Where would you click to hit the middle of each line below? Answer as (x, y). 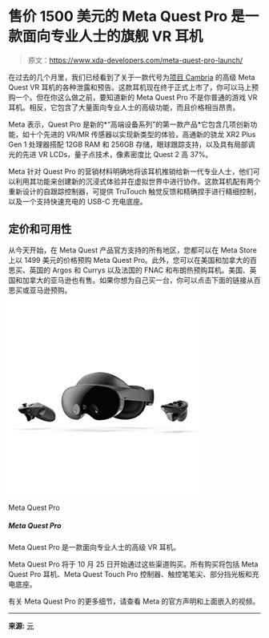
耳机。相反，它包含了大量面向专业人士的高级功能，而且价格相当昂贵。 (124, 107)
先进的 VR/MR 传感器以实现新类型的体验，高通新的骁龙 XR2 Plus (149, 134)
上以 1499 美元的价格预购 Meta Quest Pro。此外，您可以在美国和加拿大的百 (133, 260)
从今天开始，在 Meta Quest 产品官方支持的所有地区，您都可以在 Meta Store (133, 250)
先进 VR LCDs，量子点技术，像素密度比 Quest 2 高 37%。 (117, 154)
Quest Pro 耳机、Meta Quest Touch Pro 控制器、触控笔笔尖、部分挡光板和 (130, 574)
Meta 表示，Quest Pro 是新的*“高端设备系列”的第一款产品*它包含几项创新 (129, 124)
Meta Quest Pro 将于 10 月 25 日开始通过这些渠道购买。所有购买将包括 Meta (133, 564)
